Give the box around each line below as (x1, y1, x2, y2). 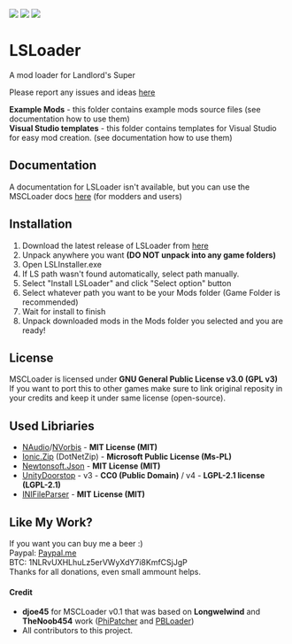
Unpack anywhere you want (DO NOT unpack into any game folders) (21, 249, 276, 260)
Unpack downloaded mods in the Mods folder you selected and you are (21, 315, 284, 326)
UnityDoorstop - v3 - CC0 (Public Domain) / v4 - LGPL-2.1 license (21, 470, 265, 481)
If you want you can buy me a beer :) (9, 539, 143, 548)
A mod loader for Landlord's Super (9, 69, 135, 80)
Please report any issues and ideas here (9, 87, 156, 97)
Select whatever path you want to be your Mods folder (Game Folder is (21, 287, 280, 298)
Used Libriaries (9, 418, 95, 433)
